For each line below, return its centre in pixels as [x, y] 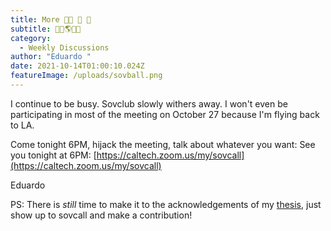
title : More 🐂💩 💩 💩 [51, 19]
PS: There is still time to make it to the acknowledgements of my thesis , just [166, 204]
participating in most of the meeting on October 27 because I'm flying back [165, 114]
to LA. [22, 125]
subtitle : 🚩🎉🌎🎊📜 [46, 29]
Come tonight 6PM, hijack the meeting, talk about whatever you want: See [163, 144]
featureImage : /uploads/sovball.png [86, 76]
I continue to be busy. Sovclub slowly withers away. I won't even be [149, 103]
